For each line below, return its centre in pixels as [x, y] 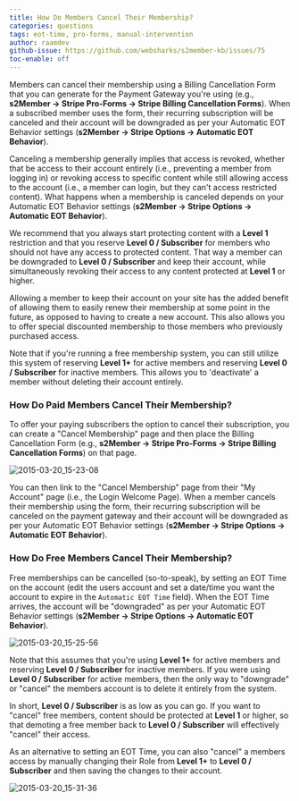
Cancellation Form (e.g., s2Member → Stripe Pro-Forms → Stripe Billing [143, 443]
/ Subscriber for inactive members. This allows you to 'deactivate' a [134, 372]
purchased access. [44, 336]
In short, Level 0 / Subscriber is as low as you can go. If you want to [135, 705]
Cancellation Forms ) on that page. [73, 453]
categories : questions [51, 26]
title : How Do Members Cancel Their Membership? [101, 17]
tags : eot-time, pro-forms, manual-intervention [101, 34]
